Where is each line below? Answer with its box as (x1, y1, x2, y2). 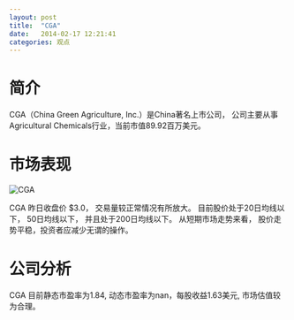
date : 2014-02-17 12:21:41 (9, 29, 117, 38)
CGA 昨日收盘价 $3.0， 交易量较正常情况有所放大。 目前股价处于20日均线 (9, 202, 277, 213)
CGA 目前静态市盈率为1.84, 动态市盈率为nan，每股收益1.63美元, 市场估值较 (9, 290, 281, 301)
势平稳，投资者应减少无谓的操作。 (9, 225, 133, 235)
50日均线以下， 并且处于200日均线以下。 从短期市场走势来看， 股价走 (26, 214, 283, 225)
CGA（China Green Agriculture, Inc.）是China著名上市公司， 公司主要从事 (9, 110, 278, 120)
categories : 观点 (9, 37, 71, 47)
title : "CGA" (9, 21, 62, 30)
